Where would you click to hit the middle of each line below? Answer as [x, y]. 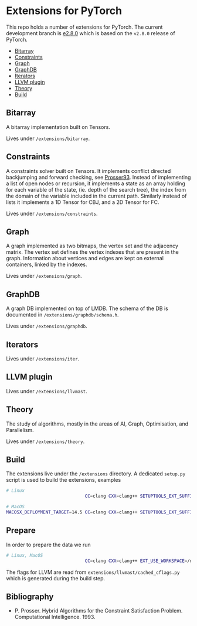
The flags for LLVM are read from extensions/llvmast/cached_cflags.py [93, 572]
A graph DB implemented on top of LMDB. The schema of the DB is [87, 308]
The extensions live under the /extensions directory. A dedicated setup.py [96, 474]
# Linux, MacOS [25, 555]
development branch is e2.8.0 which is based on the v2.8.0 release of [91, 33]
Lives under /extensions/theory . [45, 441]
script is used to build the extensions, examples [64, 480]
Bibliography [30, 596]
